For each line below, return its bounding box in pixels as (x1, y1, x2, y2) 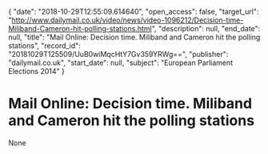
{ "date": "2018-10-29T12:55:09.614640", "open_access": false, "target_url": (8, 7, 259, 16)
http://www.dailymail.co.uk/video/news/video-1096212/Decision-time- (11, 15, 244, 25)
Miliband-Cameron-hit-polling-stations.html (8, 24, 152, 33)
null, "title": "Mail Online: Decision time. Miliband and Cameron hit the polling (8, 32, 261, 42)
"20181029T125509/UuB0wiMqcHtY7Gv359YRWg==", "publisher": (8, 50, 229, 59)
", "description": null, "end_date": (151, 24, 261, 33)
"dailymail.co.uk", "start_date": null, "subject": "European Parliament (8, 58, 234, 67)
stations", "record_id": (8, 41, 82, 51)
